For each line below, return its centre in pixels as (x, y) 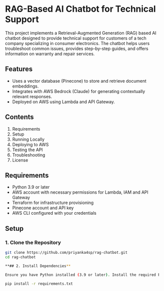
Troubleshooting (29, 155)
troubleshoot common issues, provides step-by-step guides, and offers (77, 48)
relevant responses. (32, 96)
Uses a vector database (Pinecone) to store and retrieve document (79, 81)
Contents (20, 117)
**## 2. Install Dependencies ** (38, 266)
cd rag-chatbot (20, 257)
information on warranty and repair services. (50, 54)
